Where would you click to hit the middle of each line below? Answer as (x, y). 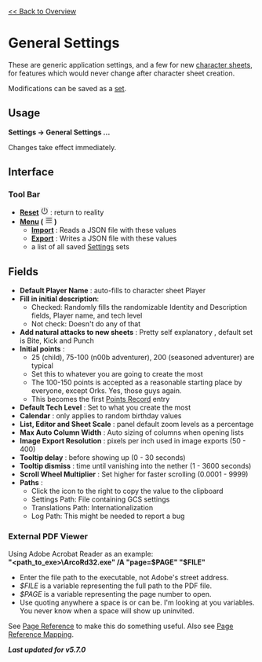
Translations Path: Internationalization (92, 508)
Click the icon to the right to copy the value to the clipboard (127, 491)
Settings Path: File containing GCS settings (100, 499)
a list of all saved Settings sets (80, 247)
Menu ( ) (38, 222)
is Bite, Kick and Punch (56, 340)
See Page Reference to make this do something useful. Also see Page (121, 626)
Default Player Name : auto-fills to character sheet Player (113, 291)
